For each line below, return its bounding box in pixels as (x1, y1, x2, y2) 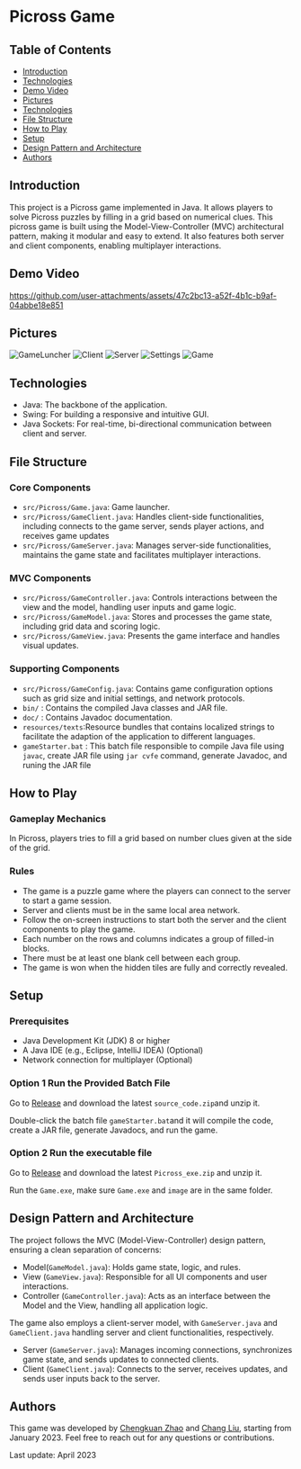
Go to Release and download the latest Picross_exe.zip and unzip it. (9, 1167, 262, 1178)
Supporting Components (9, 663, 120, 676)
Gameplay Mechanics (9, 812, 106, 825)
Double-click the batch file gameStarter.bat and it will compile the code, (9, 1115, 274, 1125)
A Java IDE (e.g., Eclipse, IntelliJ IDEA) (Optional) (22, 1045, 204, 1056)
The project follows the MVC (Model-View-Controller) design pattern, (9, 1234, 267, 1245)
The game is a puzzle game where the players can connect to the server (22, 885, 291, 896)
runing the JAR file (22, 759, 92, 770)
